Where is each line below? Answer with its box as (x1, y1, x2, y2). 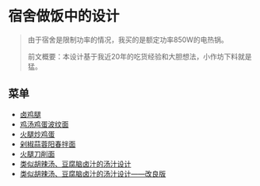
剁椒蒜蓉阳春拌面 (19, 139, 76, 149)
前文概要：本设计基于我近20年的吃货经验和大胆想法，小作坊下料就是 (27, 51, 252, 61)
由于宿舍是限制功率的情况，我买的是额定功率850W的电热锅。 (27, 35, 228, 44)
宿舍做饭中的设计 (8, 7, 120, 25)
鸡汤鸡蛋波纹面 (19, 120, 69, 129)
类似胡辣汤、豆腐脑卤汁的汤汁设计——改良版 (19, 169, 166, 178)
